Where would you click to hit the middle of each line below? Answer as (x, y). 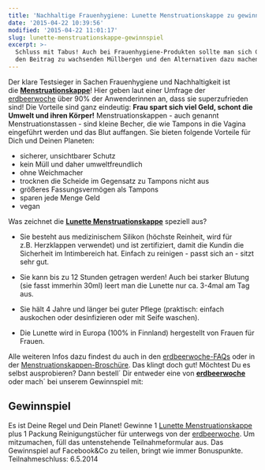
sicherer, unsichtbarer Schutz (67, 155)
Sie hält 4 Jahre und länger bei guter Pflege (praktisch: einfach (122, 309)
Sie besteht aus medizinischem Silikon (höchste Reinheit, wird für (126, 237)
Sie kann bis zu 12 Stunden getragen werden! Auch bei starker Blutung (134, 277)
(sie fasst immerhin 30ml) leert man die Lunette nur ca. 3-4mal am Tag (134, 285)
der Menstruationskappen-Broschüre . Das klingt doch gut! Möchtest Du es (129, 364)
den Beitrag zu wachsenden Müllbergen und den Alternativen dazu (125, 60)
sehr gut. (34, 262)
